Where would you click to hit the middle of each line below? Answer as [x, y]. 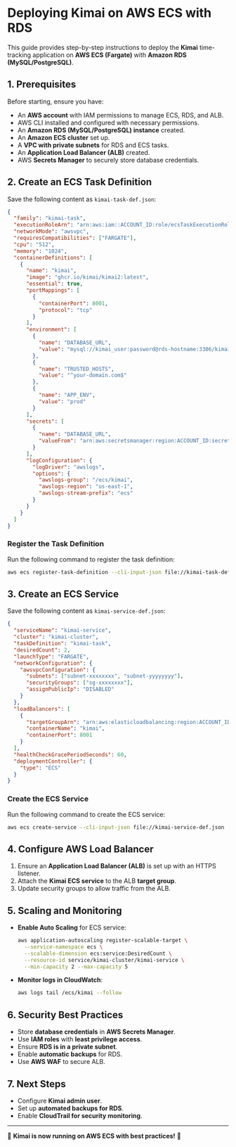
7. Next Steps [37, 1084]
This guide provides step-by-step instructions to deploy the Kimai [103, 47]
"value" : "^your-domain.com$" [83, 375]
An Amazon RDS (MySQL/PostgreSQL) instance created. [101, 130]
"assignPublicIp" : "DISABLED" [70, 690]
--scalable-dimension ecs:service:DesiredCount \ [98, 953]
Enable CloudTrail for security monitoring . [80, 1115]
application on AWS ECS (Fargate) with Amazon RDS [110, 55]
